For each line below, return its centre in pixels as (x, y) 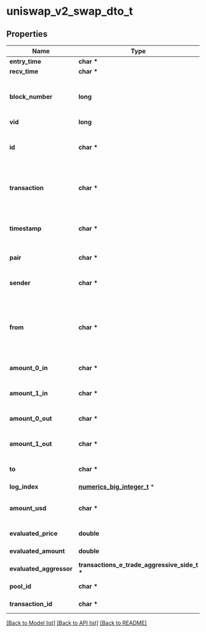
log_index (24, 487)
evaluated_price (34, 533)
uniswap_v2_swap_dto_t (70, 11)
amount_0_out (31, 418)
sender (20, 283)
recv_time (24, 71)
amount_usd (28, 508)
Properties (27, 34)
